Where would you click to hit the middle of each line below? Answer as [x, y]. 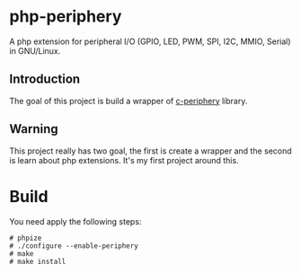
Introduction [45, 79]
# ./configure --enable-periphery [74, 246]
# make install [38, 261]
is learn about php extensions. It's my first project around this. [124, 160]
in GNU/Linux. [35, 50]
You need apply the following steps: [75, 221]
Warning [34, 129]
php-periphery [66, 17]
